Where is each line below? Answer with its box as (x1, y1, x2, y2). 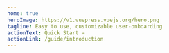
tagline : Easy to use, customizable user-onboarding (7, 23, 163, 30)
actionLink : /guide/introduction (7, 36, 104, 43)
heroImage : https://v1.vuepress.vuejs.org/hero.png (7, 17, 159, 23)
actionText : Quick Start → (7, 29, 85, 36)
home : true (7, 10, 39, 17)
